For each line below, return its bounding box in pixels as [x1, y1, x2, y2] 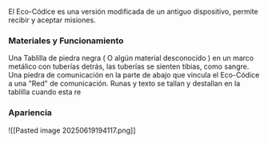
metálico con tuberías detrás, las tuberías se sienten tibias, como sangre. [8, 62, 250, 71]
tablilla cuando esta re [8, 87, 82, 97]
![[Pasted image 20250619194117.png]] [8, 125, 136, 135]
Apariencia [8, 107, 52, 118]
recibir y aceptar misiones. [8, 15, 96, 25]
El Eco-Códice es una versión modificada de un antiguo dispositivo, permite [8, 7, 258, 16]
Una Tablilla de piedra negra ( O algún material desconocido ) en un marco [8, 54, 254, 63]
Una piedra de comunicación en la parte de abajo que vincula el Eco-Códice [8, 70, 260, 80]
